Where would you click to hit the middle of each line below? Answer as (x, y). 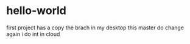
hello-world (37, 11)
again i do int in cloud (33, 34)
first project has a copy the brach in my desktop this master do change (95, 28)
